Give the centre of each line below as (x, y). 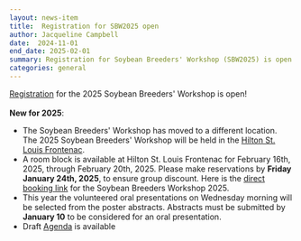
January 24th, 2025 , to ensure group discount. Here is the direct (144, 178)
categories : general (48, 69)
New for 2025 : (37, 113)
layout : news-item (44, 18)
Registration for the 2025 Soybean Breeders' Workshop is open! (128, 93)
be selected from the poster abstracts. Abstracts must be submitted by (154, 207)
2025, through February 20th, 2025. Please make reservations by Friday (157, 169)
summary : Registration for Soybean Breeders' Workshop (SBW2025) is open (151, 60)
